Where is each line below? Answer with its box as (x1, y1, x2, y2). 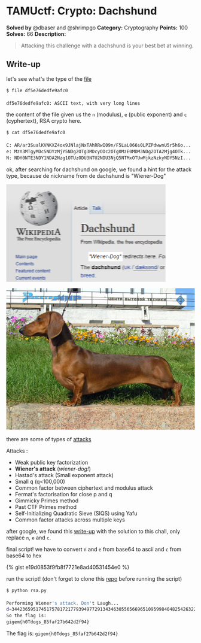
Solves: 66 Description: (6, 30, 66, 37)
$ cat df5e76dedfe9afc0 (6, 130, 66, 136)
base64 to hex (6, 552, 42, 559)
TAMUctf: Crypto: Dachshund (6, 4, 157, 18)
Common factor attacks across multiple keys (14, 516, 126, 523)
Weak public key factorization (14, 459, 89, 466)
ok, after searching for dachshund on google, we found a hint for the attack (6, 166, 192, 173)
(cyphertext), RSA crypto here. (6, 117, 82, 125)
